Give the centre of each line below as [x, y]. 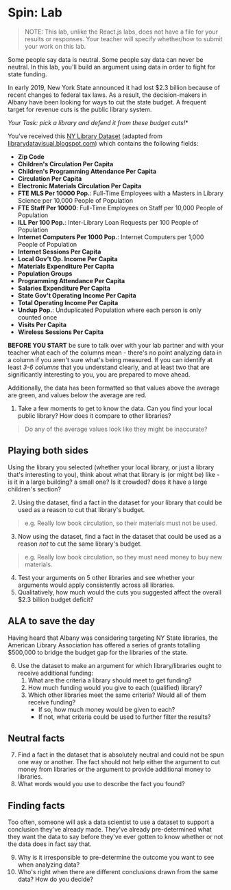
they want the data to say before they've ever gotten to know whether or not [115, 837]
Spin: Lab [35, 13]
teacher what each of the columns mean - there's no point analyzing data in [115, 353]
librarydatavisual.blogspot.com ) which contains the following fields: [103, 143]
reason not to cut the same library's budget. [80, 544]
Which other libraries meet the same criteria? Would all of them [117, 695]
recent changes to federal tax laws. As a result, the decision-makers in [108, 95]
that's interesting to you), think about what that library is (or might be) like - [114, 474]
